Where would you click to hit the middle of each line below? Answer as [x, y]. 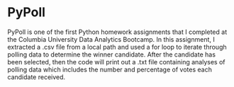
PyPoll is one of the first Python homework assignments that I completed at [117, 32]
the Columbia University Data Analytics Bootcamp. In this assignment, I [111, 39]
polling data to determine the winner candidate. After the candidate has [112, 54]
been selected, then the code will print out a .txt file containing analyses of [116, 62]
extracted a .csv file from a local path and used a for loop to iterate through [117, 47]
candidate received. [37, 77]
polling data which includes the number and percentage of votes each [110, 69]
